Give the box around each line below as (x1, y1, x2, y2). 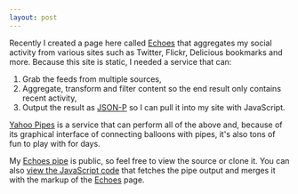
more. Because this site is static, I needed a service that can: (9, 56, 232, 67)
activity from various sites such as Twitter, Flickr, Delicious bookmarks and (9, 46, 283, 58)
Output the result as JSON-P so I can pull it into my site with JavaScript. (21, 101, 286, 112)
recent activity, (21, 93, 77, 103)
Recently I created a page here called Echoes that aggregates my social (9, 37, 273, 48)
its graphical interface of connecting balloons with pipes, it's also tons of (9, 128, 276, 139)
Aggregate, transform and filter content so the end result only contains (21, 83, 282, 93)
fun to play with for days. (9, 138, 101, 149)
